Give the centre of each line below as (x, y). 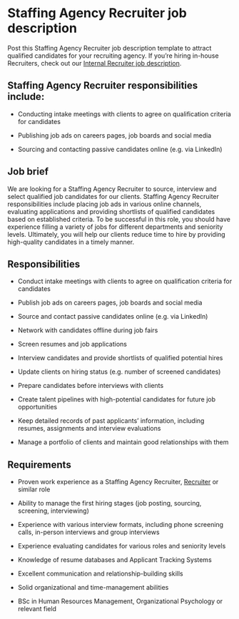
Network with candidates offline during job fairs (88, 330)
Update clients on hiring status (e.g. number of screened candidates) (119, 372)
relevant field (37, 609)
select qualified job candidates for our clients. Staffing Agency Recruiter (113, 196)
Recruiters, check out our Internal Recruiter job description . (95, 63)
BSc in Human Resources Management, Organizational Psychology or (120, 601)
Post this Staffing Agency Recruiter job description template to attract (110, 48)
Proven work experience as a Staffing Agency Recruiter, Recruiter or (118, 482)
